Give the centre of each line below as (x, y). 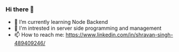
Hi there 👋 (20, 9)
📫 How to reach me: (39, 35)
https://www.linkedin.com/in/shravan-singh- (119, 35)
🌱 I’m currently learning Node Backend (61, 22)
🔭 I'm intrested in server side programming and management (88, 28)
